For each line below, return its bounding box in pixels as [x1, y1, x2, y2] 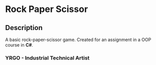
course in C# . [5, 42, 34, 48]
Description [5, 23, 43, 32]
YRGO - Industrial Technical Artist [5, 54, 90, 61]
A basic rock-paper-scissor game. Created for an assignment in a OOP [5, 36, 151, 42]
